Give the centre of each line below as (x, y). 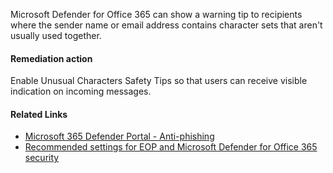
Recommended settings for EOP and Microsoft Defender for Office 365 (171, 147)
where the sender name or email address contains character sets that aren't (166, 25)
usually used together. (56, 35)
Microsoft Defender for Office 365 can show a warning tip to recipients (156, 14)
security (42, 158)
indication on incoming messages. (81, 91)
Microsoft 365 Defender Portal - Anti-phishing (119, 136)
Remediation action (51, 58)
